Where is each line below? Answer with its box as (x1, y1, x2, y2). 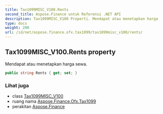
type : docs (5, 21, 27, 26)
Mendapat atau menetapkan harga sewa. (5, 61, 88, 67)
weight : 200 (5, 25, 29, 30)
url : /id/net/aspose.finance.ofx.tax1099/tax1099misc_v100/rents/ (5, 30, 143, 35)
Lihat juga (5, 82, 29, 89)
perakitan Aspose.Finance (12, 103, 65, 109)
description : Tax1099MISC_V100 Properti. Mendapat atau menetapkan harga (5, 16, 159, 21)
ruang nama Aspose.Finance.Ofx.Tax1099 (12, 98, 96, 104)
